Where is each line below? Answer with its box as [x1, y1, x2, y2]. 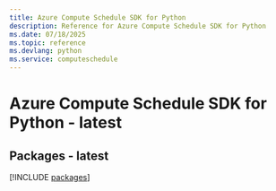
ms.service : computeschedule [9, 55, 118, 64]
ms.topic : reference [9, 38, 87, 48]
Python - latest [9, 113, 123, 133]
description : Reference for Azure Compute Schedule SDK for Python [9, 22, 267, 30]
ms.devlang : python [9, 47, 82, 56]
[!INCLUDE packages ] [9, 172, 91, 182]
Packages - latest [9, 148, 109, 163]
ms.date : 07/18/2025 [9, 30, 87, 39]
